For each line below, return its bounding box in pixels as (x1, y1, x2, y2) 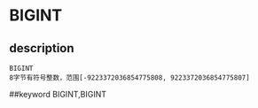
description (9, 41, 74, 56)
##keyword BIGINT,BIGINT (9, 89, 106, 99)
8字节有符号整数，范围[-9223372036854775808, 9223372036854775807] (9, 73, 250, 82)
